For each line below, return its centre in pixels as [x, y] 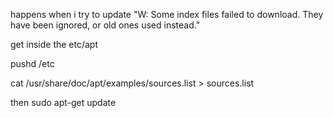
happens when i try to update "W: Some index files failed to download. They [167, 14]
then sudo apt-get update [63, 102]
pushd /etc [32, 63]
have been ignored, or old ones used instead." [105, 25]
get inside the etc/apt [54, 44]
